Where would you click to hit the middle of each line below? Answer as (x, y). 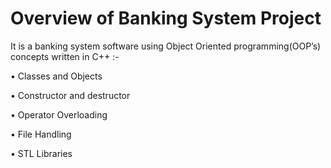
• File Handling (41, 134)
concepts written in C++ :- (65, 56)
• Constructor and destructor (70, 95)
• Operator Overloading (59, 114)
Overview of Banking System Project (166, 18)
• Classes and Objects (56, 76)
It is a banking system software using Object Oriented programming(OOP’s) (166, 46)
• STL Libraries (41, 153)
